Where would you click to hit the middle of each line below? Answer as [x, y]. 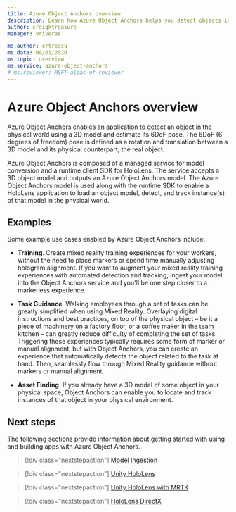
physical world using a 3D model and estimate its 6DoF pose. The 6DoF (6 [115, 134]
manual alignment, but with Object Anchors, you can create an [108, 349]
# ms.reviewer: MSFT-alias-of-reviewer [66, 72]
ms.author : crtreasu [38, 46]
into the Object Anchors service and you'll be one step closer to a [112, 283]
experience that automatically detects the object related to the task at [118, 356]
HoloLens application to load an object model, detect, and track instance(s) [116, 193]
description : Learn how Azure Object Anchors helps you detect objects [114, 20]
